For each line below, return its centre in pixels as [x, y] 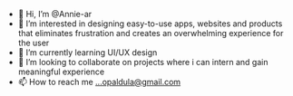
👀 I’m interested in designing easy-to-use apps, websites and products [150, 24]
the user [34, 43]
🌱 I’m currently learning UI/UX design [88, 53]
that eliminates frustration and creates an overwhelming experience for [151, 33]
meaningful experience [61, 72]
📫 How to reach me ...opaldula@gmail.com [99, 82]
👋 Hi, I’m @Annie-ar [55, 14]
